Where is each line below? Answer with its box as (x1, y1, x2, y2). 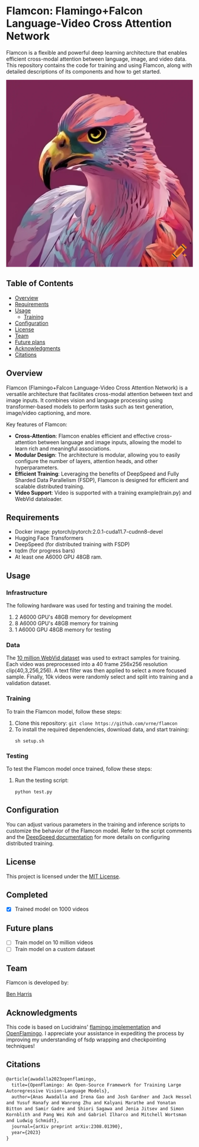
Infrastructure (6, 588, 48, 597)
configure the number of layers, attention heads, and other (14, 457, 158, 464)
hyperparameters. (14, 464, 59, 471)
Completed (6, 889, 49, 900)
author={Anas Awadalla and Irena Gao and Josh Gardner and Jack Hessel (11, 1094, 192, 1100)
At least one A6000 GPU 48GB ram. (14, 553, 102, 560)
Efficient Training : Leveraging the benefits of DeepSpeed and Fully (14, 470, 179, 477)
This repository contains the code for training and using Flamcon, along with (6, 61, 192, 69)
